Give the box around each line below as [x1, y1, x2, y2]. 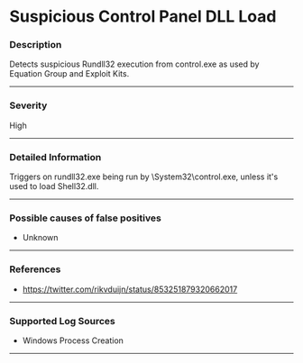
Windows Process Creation [22, 335, 124, 346]
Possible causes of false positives [9, 212, 162, 224]
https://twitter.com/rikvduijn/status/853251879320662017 [22, 284, 238, 295]
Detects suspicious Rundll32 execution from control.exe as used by [9, 59, 260, 69]
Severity [9, 99, 48, 112]
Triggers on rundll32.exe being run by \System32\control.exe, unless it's [9, 171, 279, 182]
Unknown [22, 232, 59, 243]
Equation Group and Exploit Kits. [9, 68, 130, 79]
